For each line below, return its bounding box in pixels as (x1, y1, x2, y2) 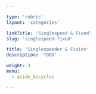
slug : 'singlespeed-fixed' (6, 36, 73, 42)
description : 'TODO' (6, 52, 58, 58)
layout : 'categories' (6, 19, 60, 26)
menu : (6, 68, 20, 74)
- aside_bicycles (11, 74, 55, 80)
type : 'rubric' (6, 14, 44, 20)
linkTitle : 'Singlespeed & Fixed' (6, 30, 92, 36)
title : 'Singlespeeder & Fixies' (6, 46, 89, 52)
